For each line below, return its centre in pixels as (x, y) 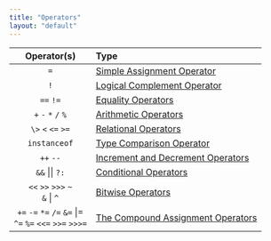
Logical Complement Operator (159, 85)
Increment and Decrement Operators (172, 157)
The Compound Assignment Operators (176, 217)
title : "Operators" (45, 17)
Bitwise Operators (133, 192)
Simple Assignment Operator (155, 70)
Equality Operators (135, 100)
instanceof (50, 143)
